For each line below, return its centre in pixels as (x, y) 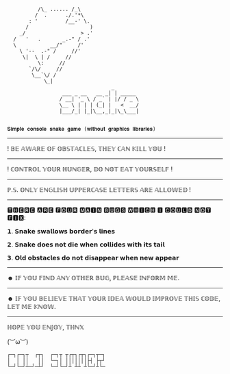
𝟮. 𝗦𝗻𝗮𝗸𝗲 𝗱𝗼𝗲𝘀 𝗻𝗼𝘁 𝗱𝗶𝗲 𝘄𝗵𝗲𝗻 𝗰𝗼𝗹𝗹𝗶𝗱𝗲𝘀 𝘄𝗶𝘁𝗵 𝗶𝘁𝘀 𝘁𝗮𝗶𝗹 (86, 245)
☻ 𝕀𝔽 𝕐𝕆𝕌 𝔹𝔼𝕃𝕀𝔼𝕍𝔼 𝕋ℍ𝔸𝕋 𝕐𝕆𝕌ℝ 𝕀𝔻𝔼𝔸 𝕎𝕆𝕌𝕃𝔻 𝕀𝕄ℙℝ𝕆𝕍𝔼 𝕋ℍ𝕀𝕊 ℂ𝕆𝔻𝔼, (114, 298)
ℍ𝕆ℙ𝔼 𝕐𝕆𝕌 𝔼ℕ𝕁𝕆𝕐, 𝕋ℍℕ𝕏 (46, 327)
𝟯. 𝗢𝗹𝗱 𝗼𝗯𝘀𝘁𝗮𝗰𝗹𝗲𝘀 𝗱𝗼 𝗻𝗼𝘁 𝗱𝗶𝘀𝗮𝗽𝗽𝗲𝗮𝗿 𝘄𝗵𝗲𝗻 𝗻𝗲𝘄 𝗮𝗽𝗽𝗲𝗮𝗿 (93, 258)
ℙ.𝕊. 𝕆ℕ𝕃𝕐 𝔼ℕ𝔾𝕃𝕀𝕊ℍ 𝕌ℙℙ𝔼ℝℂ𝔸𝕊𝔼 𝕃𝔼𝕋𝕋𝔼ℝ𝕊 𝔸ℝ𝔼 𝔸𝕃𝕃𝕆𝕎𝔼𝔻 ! (99, 190)
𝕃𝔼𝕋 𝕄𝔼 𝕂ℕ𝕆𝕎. (31, 307)
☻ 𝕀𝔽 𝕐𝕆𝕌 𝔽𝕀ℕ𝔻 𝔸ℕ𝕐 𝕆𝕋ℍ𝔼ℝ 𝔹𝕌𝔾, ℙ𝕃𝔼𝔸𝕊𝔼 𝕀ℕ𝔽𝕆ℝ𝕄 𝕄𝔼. (93, 278)
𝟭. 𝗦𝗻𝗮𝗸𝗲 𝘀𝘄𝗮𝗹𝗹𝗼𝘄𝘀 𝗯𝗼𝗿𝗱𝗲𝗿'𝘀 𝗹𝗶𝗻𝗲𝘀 (61, 231)
